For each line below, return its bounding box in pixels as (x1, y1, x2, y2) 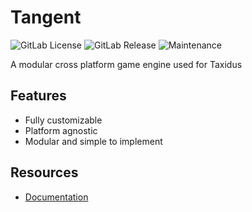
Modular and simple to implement (24, 135, 163, 147)
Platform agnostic (24, 124, 98, 136)
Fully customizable (24, 114, 103, 126)
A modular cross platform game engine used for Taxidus (10, 58, 243, 70)
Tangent (10, 6, 82, 29)
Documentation (24, 191, 89, 203)
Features (10, 87, 67, 105)
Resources (10, 164, 79, 181)
